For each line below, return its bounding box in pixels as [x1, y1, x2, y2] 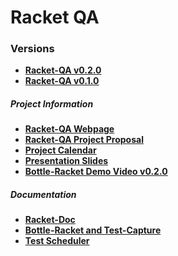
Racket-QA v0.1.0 [24, 75, 100, 87]
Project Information [10, 98, 94, 110]
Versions [10, 42, 55, 56]
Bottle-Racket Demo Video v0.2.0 [24, 166, 168, 178]
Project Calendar [24, 144, 97, 156]
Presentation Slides [24, 155, 109, 167]
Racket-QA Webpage [24, 123, 115, 135]
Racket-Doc [24, 214, 76, 226]
